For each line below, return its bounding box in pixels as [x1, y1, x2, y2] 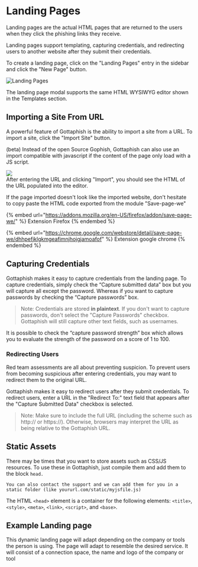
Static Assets [6, 442, 57, 452]
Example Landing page [6, 521, 92, 531]
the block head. [6, 470, 44, 477]
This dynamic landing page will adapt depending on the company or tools [6, 536, 185, 543]
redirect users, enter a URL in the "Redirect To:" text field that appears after [6, 394, 190, 401]
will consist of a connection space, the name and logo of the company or [6, 549, 184, 556]
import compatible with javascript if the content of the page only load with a [6, 152, 191, 159]
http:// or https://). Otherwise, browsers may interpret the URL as [20, 418, 179, 425]
